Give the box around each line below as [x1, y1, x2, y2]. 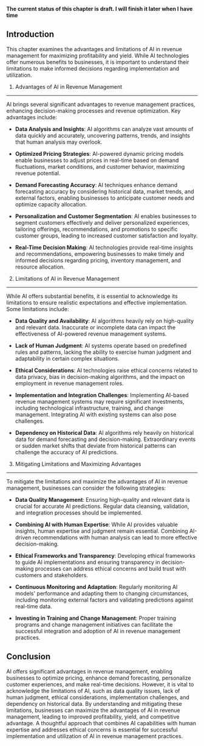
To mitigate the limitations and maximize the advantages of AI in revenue [6, 477, 188, 485]
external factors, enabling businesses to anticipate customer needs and [15, 194, 194, 202]
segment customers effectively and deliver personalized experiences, [15, 219, 190, 226]
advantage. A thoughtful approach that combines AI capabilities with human [6, 719, 196, 727]
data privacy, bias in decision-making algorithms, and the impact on [15, 373, 185, 380]
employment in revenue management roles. [15, 379, 124, 387]
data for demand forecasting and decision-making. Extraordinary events [15, 435, 196, 443]
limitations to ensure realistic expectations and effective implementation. [6, 298, 188, 306]
